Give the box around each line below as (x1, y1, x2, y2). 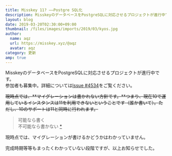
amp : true (5, 55, 27, 60)
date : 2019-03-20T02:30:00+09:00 (5, 21, 77, 27)
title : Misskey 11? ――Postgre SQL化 (5, 7, 83, 13)
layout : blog (5, 17, 33, 22)
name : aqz (10, 36, 31, 41)
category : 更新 (5, 50, 36, 55)
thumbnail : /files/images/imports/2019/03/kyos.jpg (5, 27, 118, 32)
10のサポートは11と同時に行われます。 (18, 106, 98, 113)
